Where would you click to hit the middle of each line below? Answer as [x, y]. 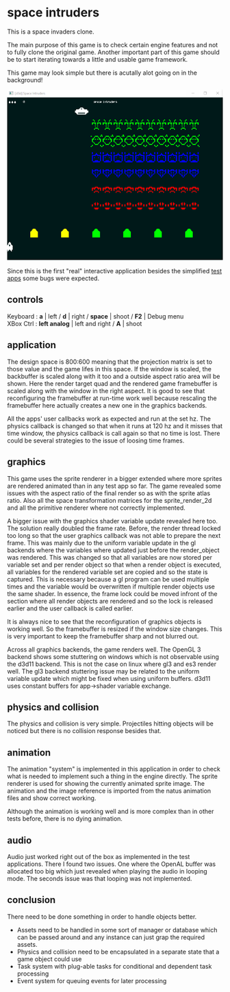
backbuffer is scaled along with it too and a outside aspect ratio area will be [114, 376]
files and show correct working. [52, 798]
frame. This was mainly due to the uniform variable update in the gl [102, 543]
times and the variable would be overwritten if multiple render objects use [111, 586]
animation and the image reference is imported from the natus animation [109, 791]
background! [25, 79]
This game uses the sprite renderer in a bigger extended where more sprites [115, 478]
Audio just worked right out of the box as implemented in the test [99, 856]
